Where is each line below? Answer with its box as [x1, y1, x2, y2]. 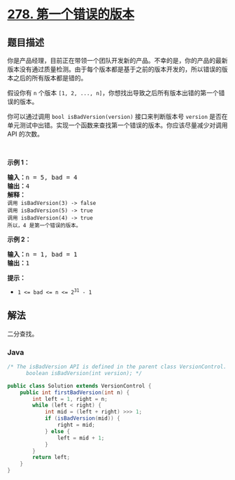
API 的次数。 [7, 130, 44, 138]
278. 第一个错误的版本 [7, 6, 135, 22]
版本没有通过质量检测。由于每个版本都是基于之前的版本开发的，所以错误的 [7, 65, 222, 73]
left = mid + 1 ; [57, 435, 105, 442]
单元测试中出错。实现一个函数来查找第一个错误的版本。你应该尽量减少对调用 [7, 121, 228, 129]
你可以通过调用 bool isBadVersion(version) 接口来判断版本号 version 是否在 [7, 113, 229, 120]
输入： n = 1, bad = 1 [7, 250, 78, 258]
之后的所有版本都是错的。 [13, 74, 87, 82]
